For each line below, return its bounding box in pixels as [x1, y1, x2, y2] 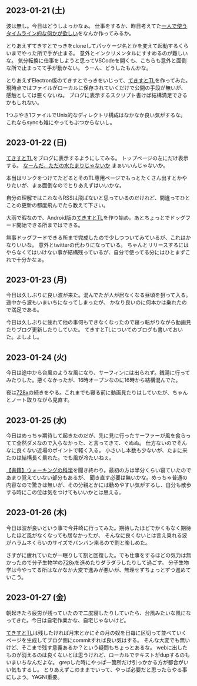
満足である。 [11, 306, 42, 313]
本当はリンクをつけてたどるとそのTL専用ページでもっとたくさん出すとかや [6, 174, 188, 181]
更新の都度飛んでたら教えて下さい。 [21, 201, 109, 208]
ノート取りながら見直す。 [11, 396, 73, 403]
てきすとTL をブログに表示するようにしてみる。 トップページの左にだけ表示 [6, 154, 189, 161]
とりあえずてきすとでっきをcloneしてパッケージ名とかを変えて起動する [6, 42, 178, 49]
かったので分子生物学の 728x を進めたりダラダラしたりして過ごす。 [6, 559, 168, 566]
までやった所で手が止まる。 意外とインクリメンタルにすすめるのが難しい [11, 49, 188, 57]
